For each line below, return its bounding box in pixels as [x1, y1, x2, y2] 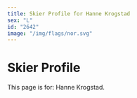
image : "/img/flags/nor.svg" [7, 29, 93, 37]
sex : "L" [7, 17, 33, 24]
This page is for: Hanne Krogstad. [7, 83, 105, 92]
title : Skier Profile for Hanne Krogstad [7, 10, 131, 17]
